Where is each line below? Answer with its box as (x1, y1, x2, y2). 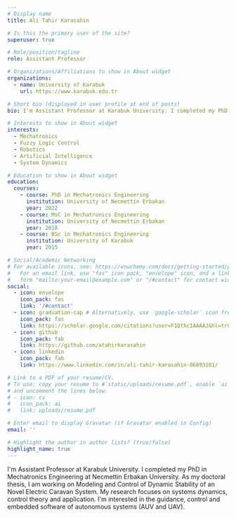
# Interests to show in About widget (7, 120, 118, 127)
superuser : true (7, 36, 55, 43)
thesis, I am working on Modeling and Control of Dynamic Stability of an (7, 480, 216, 488)
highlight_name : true (7, 445, 71, 452)
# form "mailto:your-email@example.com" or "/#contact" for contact (7, 276, 218, 283)
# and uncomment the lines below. (7, 387, 109, 395)
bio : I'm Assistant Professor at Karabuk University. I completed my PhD (7, 107, 228, 114)
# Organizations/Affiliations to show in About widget (7, 68, 171, 75)
